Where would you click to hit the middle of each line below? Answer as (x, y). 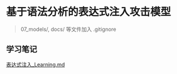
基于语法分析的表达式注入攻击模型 (89, 12)
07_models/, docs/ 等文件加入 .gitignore (68, 29)
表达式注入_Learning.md (36, 64)
